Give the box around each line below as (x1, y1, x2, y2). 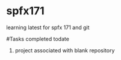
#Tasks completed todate (6, 35, 69, 42)
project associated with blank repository (14, 46, 115, 54)
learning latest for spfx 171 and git (6, 24, 90, 31)
